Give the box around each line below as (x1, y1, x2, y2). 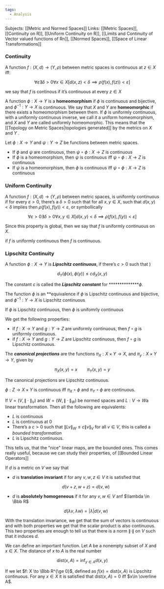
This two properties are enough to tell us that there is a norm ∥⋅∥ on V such (5, 528, 156, 534)
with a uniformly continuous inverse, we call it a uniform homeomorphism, (5, 114, 154, 120)
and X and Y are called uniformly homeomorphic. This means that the (5, 120, 145, 126)
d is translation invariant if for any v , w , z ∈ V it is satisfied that (12, 475, 141, 480)
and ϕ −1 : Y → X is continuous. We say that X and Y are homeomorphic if (5, 103, 153, 110)
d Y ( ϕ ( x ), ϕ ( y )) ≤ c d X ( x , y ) (57, 271, 108, 278)
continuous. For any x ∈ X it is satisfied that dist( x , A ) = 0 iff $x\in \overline (5, 573, 157, 580)
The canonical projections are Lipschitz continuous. (5, 377, 110, 383)
